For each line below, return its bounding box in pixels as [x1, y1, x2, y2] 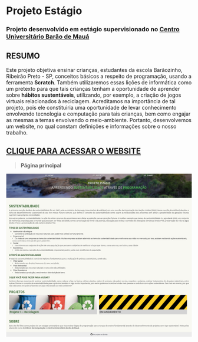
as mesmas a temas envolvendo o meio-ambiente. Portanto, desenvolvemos [6, 116, 192, 123]
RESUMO [6, 51, 40, 61]
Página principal [20, 162, 62, 169]
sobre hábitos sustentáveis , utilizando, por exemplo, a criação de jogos [6, 91, 181, 98]
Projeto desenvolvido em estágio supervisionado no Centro [6, 25, 180, 34]
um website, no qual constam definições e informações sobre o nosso [6, 123, 177, 130]
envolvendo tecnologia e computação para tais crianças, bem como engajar [6, 110, 191, 117]
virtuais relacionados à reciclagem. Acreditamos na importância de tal [6, 97, 176, 104]
